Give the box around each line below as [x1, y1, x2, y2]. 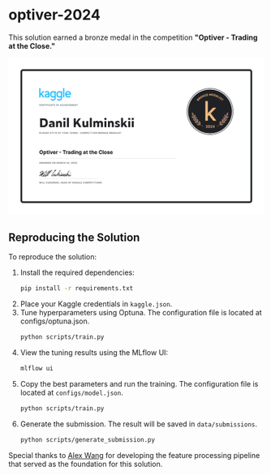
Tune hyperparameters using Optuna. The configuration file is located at [19, 308, 262, 318]
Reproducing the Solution [8, 230, 140, 244]
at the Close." [8, 41, 56, 50]
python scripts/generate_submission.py [19, 435, 156, 443]
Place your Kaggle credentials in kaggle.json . [19, 299, 173, 309]
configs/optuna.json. [19, 316, 90, 326]
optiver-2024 [8, 6, 101, 24]
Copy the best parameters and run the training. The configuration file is [19, 379, 259, 388]
